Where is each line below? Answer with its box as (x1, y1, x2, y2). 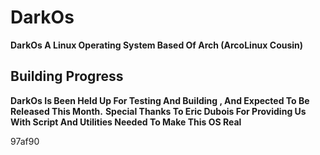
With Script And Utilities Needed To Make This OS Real (10, 116, 242, 128)
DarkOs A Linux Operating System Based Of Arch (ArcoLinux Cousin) (10, 39, 304, 51)
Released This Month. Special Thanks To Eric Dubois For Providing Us (10, 105, 307, 117)
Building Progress (10, 68, 124, 85)
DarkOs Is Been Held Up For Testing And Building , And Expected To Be (10, 94, 310, 106)
